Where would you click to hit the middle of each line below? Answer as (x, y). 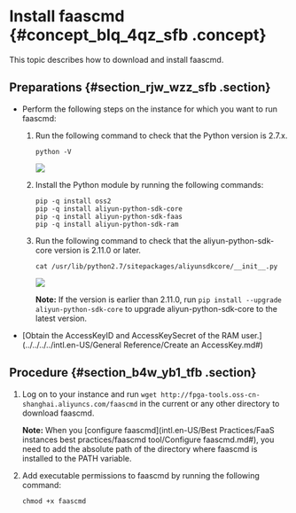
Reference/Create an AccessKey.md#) (194, 345)
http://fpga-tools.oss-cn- (210, 395)
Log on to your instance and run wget (90, 394)
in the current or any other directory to (210, 403)
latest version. (61, 318)
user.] (252, 335)
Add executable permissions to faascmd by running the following (140, 475)
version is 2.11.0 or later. (98, 250)
